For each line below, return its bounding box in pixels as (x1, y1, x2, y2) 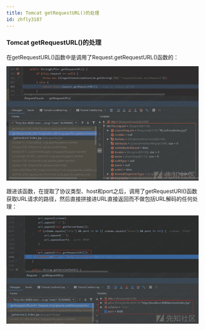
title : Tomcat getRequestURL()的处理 (6, 10, 99, 16)
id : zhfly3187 (6, 16, 43, 23)
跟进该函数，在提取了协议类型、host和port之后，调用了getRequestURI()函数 (6, 187, 198, 195)
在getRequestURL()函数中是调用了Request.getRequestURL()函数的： (6, 53, 179, 61)
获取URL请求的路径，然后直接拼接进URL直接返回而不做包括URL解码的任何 (6, 195, 193, 202)
